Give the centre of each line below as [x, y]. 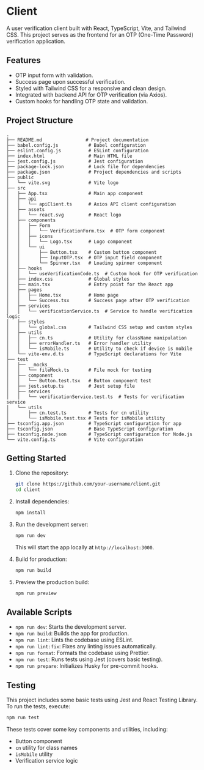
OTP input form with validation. [54, 75]
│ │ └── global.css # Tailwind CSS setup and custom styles [99, 327]
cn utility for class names [46, 748]
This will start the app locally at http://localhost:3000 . [85, 547]
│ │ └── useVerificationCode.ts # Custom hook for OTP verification [102, 273]
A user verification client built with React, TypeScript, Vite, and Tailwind [96, 28]
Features [24, 60]
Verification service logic [46, 761]
